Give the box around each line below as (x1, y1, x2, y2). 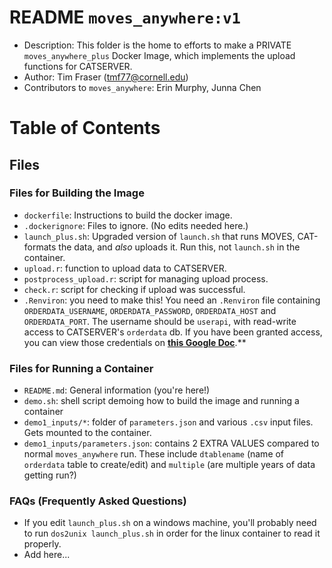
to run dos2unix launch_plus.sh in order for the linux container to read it (23, 527, 321, 540)
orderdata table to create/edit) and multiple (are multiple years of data (23, 459, 316, 471)
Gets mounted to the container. (23, 427, 152, 439)
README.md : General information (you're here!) (23, 384, 211, 396)
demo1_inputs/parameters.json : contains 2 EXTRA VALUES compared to (23, 437, 320, 450)
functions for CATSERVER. (23, 60, 133, 72)
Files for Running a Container (9, 361, 154, 375)
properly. (23, 538, 62, 550)
